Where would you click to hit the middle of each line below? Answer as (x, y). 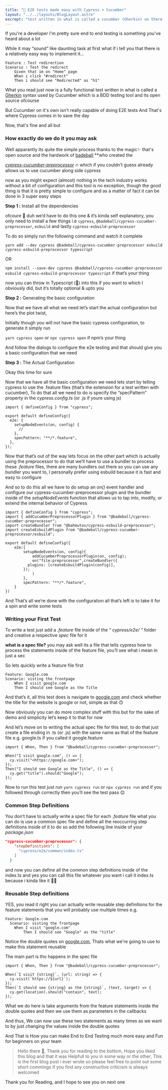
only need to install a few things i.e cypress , (50, 221)
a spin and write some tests (34, 606)
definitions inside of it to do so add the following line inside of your (74, 827)
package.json (19, 832)
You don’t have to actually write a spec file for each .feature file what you (81, 816)
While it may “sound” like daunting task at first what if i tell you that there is (82, 49)
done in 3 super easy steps (33, 196)
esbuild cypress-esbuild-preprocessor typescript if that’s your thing (77, 273)
